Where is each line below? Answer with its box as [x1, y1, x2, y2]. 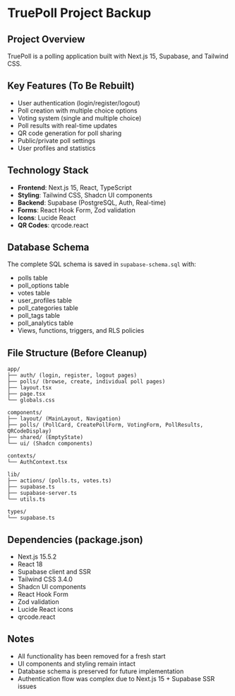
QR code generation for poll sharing [17, 129, 122, 137]
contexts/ [7, 452, 37, 460]
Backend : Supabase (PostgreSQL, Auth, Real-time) [17, 198, 167, 207]
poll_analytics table [17, 319, 74, 327]
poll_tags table [17, 312, 60, 320]
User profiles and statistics [17, 144, 96, 152]
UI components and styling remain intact [17, 659, 136, 668]
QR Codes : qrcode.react [17, 221, 89, 229]
